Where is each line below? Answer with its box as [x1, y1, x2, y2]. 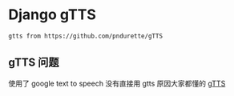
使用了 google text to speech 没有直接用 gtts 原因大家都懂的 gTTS [8, 78, 226, 88]
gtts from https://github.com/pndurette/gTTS [8, 32, 163, 40]
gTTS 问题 [8, 56, 59, 70]
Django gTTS [8, 6, 96, 24]
